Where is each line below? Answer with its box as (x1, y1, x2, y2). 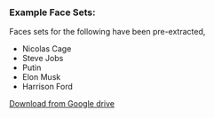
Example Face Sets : (9, 6, 96, 19)
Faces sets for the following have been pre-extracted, (9, 27, 206, 37)
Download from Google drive (9, 98, 115, 109)
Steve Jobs (21, 53, 64, 64)
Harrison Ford (21, 82, 74, 92)
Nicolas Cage (21, 43, 72, 54)
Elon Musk (21, 72, 61, 83)
